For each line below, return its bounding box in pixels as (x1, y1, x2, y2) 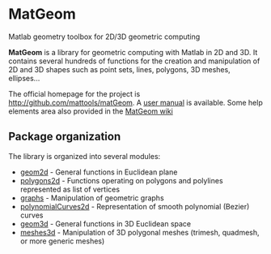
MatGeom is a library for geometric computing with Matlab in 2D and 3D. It (8, 47, 258, 57)
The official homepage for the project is (8, 88, 141, 98)
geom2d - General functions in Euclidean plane (19, 167, 178, 177)
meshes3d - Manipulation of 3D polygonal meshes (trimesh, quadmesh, (19, 227, 260, 237)
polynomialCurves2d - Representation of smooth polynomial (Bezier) (19, 201, 250, 211)
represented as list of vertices (19, 184, 120, 194)
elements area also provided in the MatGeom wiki (8, 106, 174, 116)
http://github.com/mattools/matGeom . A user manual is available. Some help (8, 97, 263, 107)
